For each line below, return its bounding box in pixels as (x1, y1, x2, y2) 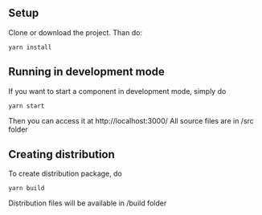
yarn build (8, 185, 45, 193)
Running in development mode (8, 65, 165, 79)
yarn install (8, 43, 52, 51)
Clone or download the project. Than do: (8, 27, 143, 37)
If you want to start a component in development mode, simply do (8, 86, 227, 95)
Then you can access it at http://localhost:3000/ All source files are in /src (8, 116, 255, 125)
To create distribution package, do (8, 168, 122, 179)
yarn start (8, 102, 45, 110)
